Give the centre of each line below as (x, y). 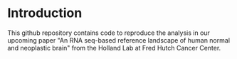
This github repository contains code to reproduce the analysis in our (109, 33)
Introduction (45, 13)
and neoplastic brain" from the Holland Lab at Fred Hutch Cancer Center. (114, 48)
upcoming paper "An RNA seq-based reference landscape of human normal (118, 40)
